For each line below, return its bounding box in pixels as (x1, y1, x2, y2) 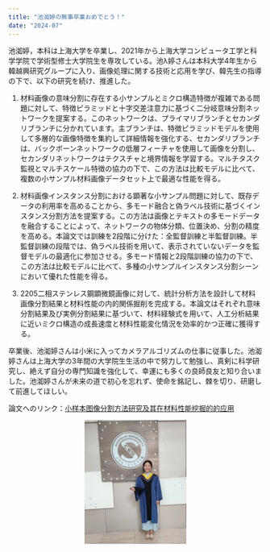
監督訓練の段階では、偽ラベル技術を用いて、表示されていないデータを (19, 241, 253, 251)
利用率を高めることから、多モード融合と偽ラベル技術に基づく (41, 201, 247, 210)
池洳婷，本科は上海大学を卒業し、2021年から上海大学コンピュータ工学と (8, 45, 251, 56)
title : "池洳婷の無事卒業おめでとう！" (8, 13, 125, 21)
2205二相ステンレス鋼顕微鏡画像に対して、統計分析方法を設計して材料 (19, 288, 256, 298)
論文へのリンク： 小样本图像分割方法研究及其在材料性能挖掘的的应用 (8, 403, 235, 413)
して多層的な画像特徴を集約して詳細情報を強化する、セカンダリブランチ (19, 133, 260, 143)
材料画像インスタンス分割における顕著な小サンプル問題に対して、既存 (19, 190, 252, 201)
